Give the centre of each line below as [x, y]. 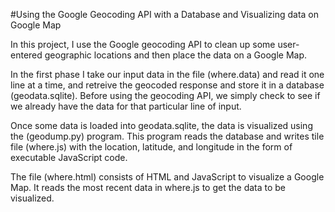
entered [26, 55]
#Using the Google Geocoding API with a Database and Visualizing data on [165, 14]
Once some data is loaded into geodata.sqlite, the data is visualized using [161, 125]
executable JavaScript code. [69, 157]
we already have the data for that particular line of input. [126, 106]
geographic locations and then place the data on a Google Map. [175, 55]
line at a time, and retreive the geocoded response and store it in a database [167, 85]
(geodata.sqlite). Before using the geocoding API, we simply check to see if [165, 95]
